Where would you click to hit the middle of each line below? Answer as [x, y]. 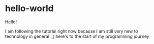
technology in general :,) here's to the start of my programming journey [77, 36]
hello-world [30, 8]
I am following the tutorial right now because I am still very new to [72, 31]
